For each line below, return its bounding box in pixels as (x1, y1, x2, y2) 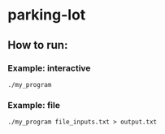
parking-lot (7, 6, 86, 24)
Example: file (7, 99, 60, 110)
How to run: (7, 38, 68, 52)
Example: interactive (7, 63, 91, 74)
